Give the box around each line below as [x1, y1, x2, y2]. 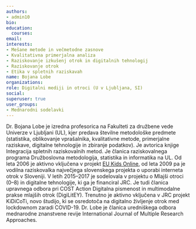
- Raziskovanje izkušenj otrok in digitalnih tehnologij [6, 58, 148, 63]
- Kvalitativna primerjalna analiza [6, 52, 96, 58]
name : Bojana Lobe [6, 74, 51, 80]
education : [6, 25, 33, 31]
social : [6, 90, 25, 96]
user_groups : [6, 101, 38, 107]
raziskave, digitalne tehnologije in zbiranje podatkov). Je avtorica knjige [6, 142, 180, 149]
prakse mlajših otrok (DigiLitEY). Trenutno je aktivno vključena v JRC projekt [6, 191, 190, 198]
